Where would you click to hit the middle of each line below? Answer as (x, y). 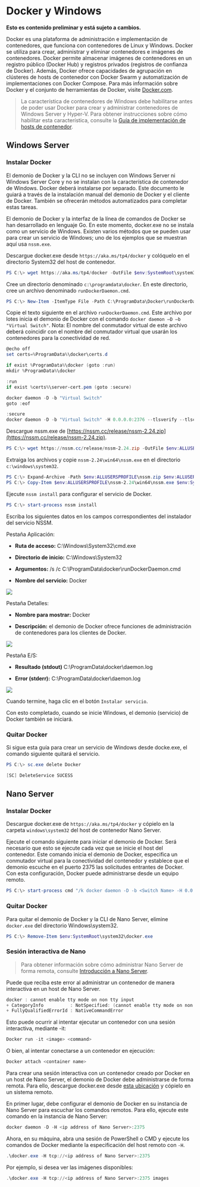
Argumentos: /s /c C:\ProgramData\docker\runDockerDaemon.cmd (98, 569)
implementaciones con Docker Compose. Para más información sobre (92, 83)
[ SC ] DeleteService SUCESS (40, 775)
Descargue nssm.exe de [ (38, 431)
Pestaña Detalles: (28, 603)
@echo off (18, 349)
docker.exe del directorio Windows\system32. (62, 925)
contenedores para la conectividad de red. (58, 338)
